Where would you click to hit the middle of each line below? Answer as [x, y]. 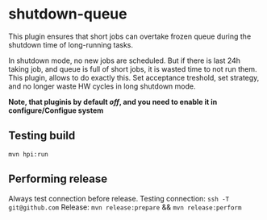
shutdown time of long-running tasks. [71, 44]
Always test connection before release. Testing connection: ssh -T [119, 198]
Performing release [58, 179]
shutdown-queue [68, 14]
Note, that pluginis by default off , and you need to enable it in [113, 102]
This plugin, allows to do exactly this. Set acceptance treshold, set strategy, [134, 77]
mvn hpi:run [28, 154]
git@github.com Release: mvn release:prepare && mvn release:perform [125, 207]
